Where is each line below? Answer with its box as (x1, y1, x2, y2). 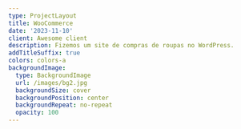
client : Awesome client (8, 34, 88, 42)
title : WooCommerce (8, 19, 74, 27)
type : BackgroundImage (15, 71, 91, 79)
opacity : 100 (15, 109, 59, 117)
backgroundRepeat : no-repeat (15, 101, 113, 109)
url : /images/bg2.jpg (15, 79, 88, 87)
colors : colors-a (8, 57, 66, 65)
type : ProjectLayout (8, 11, 78, 20)
